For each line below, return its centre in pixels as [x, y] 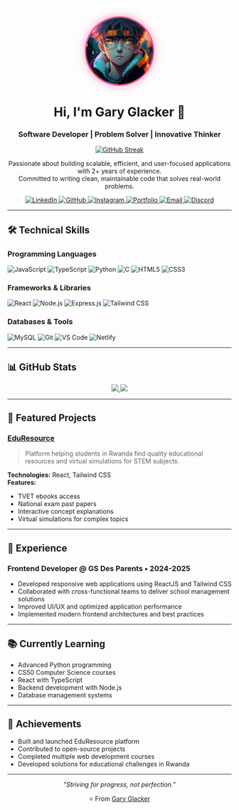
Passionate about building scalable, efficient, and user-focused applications [119, 164]
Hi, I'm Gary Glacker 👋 [119, 112]
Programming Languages [52, 253]
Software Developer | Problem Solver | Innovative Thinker [119, 135]
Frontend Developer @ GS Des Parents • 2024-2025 [99, 568]
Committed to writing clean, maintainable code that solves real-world [119, 179]
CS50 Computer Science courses [67, 672]
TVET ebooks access [49, 496]
